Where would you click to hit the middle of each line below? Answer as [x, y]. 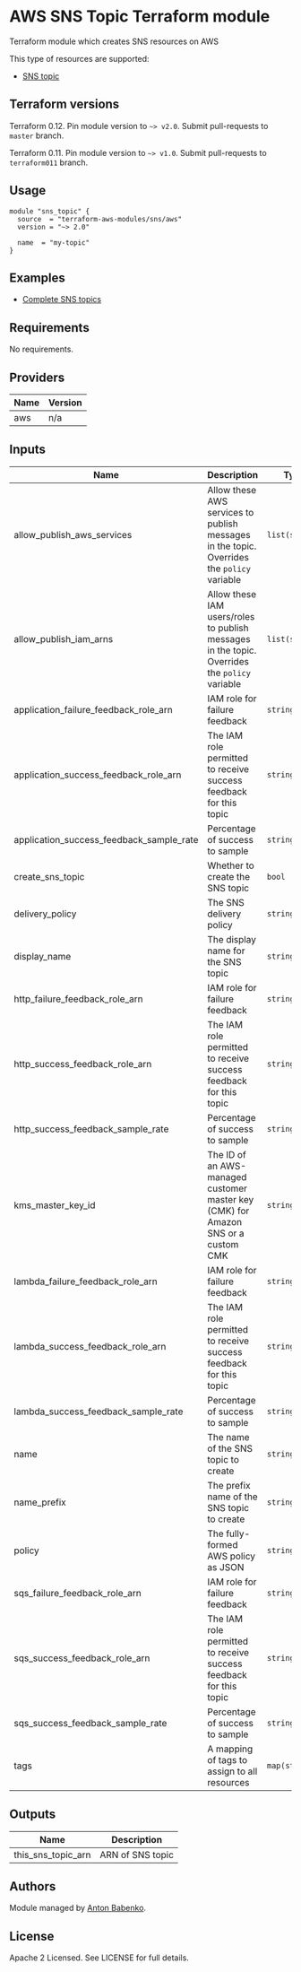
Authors [33, 1886]
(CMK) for [228, 1211]
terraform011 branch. [49, 162]
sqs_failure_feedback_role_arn [77, 1593]
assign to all [232, 1771]
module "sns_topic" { [50, 211]
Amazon [225, 1221]
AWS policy [231, 1556]
